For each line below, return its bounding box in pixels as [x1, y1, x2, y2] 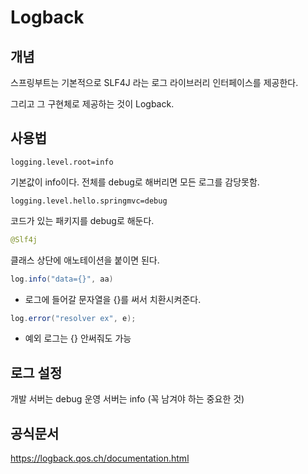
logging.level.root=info [10, 157, 114, 167]
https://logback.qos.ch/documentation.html [10, 452, 190, 465]
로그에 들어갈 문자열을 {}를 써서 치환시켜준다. [24, 293, 202, 305]
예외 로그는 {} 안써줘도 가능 [24, 332, 132, 345]
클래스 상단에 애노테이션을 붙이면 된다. [10, 254, 160, 266]
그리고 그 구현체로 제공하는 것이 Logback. [10, 98, 175, 110]
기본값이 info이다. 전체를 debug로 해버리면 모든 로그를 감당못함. [10, 176, 260, 188]
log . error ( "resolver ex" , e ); [10, 313, 137, 323]
